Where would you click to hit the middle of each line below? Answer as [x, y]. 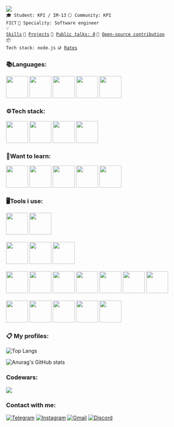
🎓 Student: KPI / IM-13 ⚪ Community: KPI [59, 15]
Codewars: [22, 377]
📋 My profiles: [27, 336]
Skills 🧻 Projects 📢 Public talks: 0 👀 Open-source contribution [86, 35]
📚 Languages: [26, 64]
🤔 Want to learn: [29, 156]
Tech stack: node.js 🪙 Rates [42, 48]
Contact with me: [31, 405]
